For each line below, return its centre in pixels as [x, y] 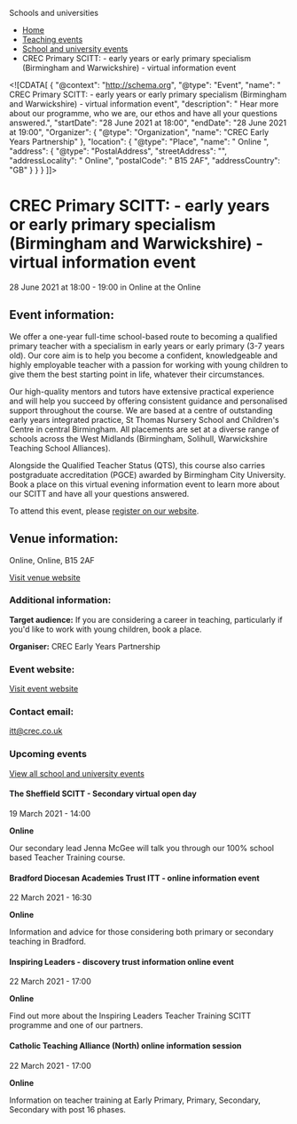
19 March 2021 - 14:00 [50, 813]
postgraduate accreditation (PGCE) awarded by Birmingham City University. [148, 474]
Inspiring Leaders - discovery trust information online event [122, 961]
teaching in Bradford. [48, 942]
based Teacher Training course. [67, 857]
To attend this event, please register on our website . [104, 511]
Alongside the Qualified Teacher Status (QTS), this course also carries [137, 465]
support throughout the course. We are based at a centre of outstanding [141, 410]
